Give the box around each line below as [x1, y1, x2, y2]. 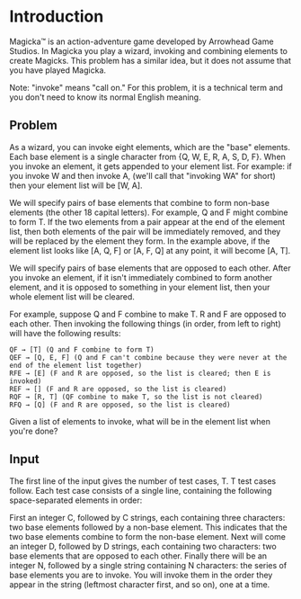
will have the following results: [9, 327, 121, 338]
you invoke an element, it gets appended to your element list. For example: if [9, 160, 292, 172]
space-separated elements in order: [9, 495, 143, 505]
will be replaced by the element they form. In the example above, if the [9, 236, 270, 246]
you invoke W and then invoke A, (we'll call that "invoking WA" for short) [9, 170, 276, 181]
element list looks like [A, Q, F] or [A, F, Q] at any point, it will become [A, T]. [9, 245, 291, 255]
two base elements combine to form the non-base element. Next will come [9, 531, 286, 541]
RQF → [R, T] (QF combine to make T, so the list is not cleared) [9, 392, 263, 401]
